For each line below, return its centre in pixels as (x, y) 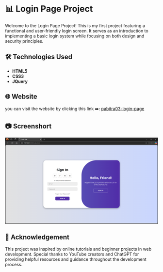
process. (14, 264)
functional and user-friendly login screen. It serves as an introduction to (77, 31)
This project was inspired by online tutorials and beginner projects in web (78, 249)
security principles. (24, 41)
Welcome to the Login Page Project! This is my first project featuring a (75, 25)
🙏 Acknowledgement (37, 237)
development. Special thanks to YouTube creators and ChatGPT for (72, 254)
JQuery (20, 81)
